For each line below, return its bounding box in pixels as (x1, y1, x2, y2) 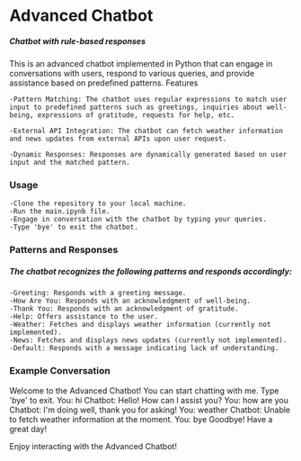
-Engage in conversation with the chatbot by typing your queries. (9, 215, 268, 224)
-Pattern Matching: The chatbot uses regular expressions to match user (9, 95, 288, 104)
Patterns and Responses (9, 244, 119, 257)
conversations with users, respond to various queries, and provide (9, 68, 255, 79)
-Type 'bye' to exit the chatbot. (9, 222, 139, 232)
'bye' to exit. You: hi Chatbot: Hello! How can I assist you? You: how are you (9, 394, 289, 405)
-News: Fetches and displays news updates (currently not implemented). (9, 336, 288, 345)
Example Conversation (9, 365, 111, 377)
